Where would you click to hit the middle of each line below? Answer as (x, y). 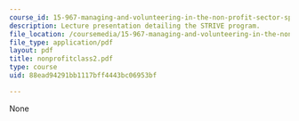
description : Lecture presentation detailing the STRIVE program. (135, 26)
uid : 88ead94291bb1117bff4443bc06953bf (83, 76)
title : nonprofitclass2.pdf (61, 59)
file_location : (37, 34)
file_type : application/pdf (61, 42)
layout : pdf (31, 51)
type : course (33, 68)
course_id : (29, 17)
